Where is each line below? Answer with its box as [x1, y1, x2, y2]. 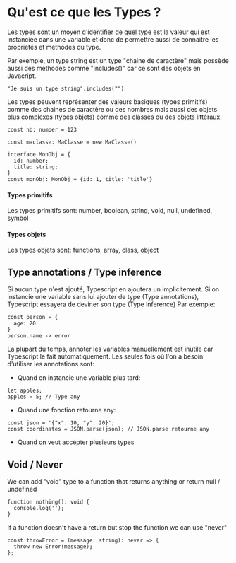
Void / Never [7, 458, 63, 470]
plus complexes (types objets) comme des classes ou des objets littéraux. [7, 112, 222, 121]
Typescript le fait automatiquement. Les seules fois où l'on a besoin [7, 352, 204, 361]
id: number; [13, 157, 49, 164]
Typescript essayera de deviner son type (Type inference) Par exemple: [7, 300, 216, 308]
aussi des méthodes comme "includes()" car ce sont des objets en [7, 64, 201, 72]
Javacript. [7, 71, 37, 80]
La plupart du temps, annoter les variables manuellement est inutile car [7, 344, 213, 354]
